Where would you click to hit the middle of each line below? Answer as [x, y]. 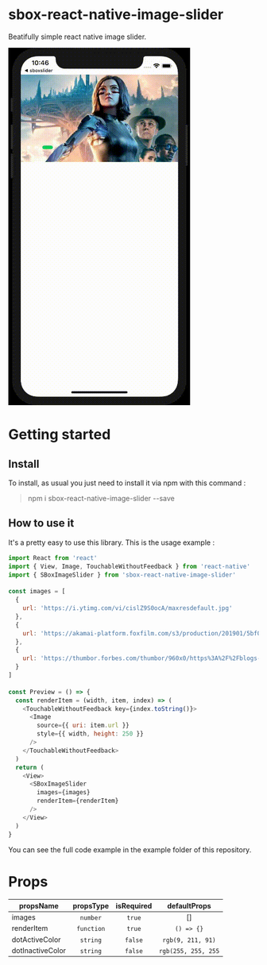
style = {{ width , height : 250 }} [91, 734]
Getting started [60, 435]
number [91, 918]
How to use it [41, 523]
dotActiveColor [36, 940]
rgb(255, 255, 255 [189, 951]
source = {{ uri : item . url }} [83, 726]
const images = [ [37, 592]
